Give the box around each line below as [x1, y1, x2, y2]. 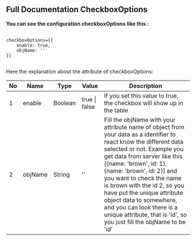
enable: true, [16, 42, 51, 48]
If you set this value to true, [104, 92, 179, 100]
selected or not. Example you [104, 145, 184, 153]
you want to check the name [104, 174, 182, 182]
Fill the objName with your [104, 116, 176, 124]
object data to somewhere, [104, 195, 177, 204]
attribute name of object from [104, 123, 185, 131]
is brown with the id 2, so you [104, 181, 185, 189]
